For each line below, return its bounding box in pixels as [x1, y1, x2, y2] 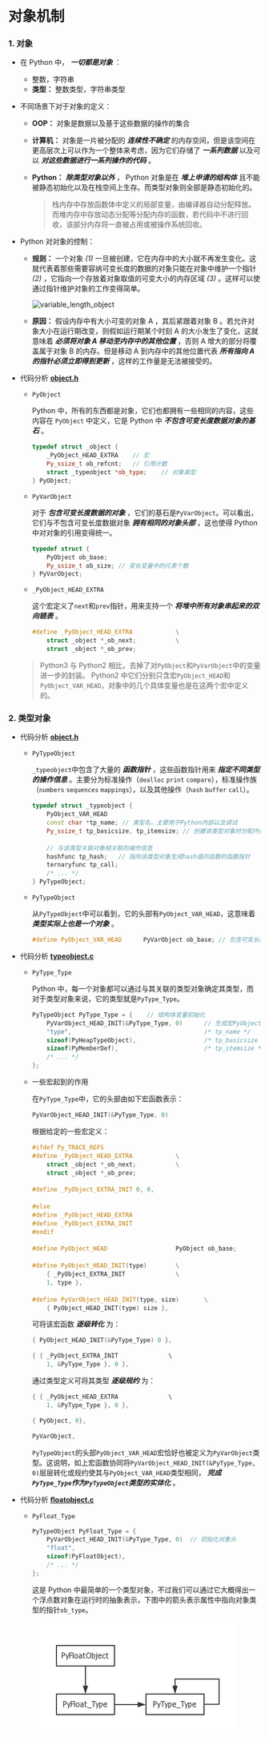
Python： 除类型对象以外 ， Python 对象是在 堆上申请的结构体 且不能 [31, 173, 260, 183]
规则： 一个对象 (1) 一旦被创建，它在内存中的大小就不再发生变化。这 [31, 254, 257, 263]
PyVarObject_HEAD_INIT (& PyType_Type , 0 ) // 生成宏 [46, 1019, 234, 1027]
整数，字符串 [31, 74, 74, 84]
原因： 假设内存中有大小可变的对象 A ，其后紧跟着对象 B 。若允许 [31, 316, 248, 326]
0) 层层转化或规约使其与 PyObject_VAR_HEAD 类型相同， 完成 [31, 1467, 222, 1478]
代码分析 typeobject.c [19, 951, 94, 961]
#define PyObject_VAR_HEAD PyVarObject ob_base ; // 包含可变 [31, 936, 254, 944]
